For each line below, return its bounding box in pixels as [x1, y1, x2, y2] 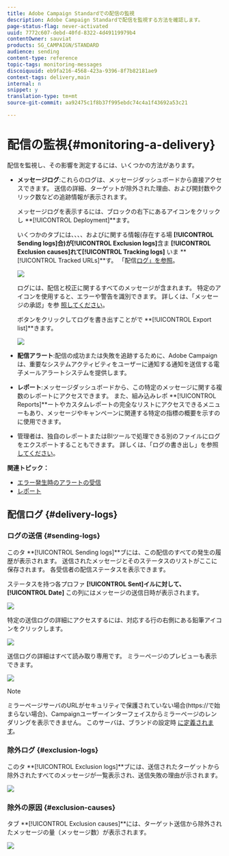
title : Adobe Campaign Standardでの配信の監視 [7, 10, 135, 17]
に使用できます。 [16, 417, 65, 425]
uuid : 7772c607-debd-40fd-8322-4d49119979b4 [7, 29, 136, 36]
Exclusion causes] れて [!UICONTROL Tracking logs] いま [16, 248, 179, 256]
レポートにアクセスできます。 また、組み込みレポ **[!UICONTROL [29, 392, 217, 400]
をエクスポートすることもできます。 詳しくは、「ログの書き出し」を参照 [16, 440, 219, 449]
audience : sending [7, 49, 59, 56]
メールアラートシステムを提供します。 [23, 368, 131, 377]
